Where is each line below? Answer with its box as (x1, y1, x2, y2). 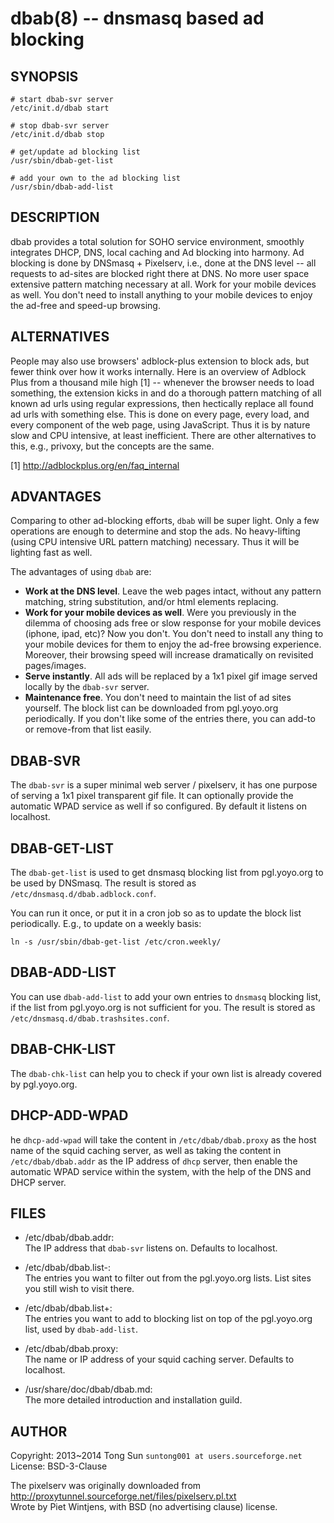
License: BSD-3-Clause (10, 1460, 108, 1472)
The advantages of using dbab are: (10, 566, 152, 578)
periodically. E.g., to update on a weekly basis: (10, 918, 202, 930)
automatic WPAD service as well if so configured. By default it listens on (10, 800, 308, 812)
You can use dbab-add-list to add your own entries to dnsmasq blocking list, (10, 990, 322, 1002)
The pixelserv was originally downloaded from (10, 1480, 202, 1492)
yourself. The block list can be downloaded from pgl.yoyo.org (24, 702, 279, 714)
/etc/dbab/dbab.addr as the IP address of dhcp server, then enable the (10, 1155, 298, 1167)
